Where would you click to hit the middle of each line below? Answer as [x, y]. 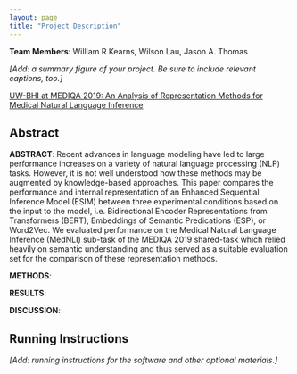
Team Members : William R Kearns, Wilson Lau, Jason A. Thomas [128, 51]
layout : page [33, 17]
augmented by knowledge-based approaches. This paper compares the [141, 183]
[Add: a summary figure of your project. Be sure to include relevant [133, 69]
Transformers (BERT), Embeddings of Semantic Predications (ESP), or [137, 220]
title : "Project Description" [66, 26]
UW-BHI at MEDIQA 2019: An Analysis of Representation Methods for [136, 96]
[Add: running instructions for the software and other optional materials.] [144, 360]
